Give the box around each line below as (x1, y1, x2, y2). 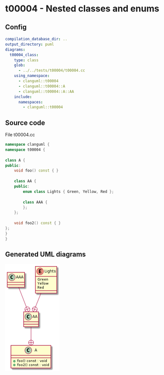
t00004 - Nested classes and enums (5, 3, 160, 14)
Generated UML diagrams (5, 250, 86, 259)
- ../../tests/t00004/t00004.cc (18, 68, 85, 73)
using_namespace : (14, 73, 50, 79)
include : (14, 94, 32, 99)
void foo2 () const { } (14, 221, 61, 226)
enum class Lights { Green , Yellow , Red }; (23, 189, 114, 194)
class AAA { (23, 199, 48, 204)
